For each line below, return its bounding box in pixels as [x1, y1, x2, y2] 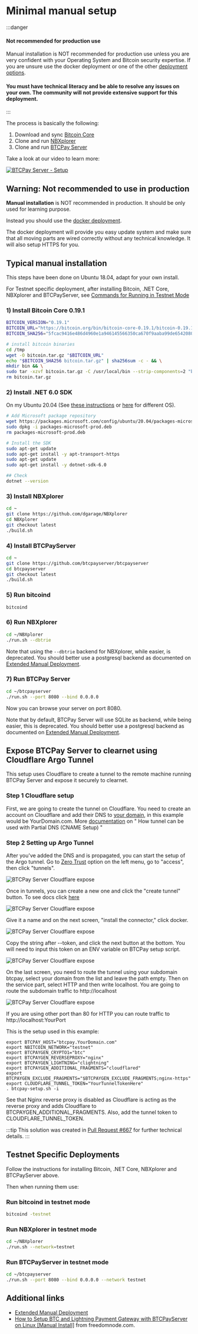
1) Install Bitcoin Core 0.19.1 [6, 306, 85, 314]
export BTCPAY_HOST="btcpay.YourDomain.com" [6, 1039, 117, 1045]
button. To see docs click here [6, 893, 80, 901]
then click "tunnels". [6, 864, 55, 871]
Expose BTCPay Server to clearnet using [6, 746, 158, 756]
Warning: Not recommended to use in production [6, 184, 190, 194]
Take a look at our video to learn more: [6, 155, 100, 162]
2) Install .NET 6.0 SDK [6, 388, 72, 396]
